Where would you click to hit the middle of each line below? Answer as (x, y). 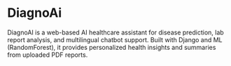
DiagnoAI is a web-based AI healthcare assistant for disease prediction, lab (115, 32)
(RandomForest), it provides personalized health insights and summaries (112, 47)
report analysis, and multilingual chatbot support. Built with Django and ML (115, 39)
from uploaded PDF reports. (48, 55)
